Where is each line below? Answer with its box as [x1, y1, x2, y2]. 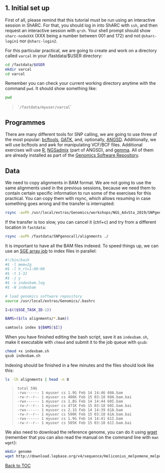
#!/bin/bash [5, 257, 29, 263]
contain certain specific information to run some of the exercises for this [5, 190, 151, 196]
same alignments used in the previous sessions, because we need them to [5, 185, 156, 191]
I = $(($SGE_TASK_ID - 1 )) [5, 307, 52, 312]
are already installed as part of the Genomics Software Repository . [5, 152, 140, 158]
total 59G [17, 386, 38, 391]
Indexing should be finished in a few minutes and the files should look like [5, 362, 154, 368]
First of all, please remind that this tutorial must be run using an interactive [5, 17, 156, 23]
